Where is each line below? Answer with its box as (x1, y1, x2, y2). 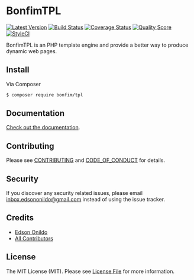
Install (6, 65, 30, 75)
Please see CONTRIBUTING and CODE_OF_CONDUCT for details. (6, 157, 166, 164)
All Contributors (14, 235, 53, 242)
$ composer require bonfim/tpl (6, 92, 83, 98)
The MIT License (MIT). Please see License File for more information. (6, 268, 174, 275)
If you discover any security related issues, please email (6, 190, 143, 197)
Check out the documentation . (6, 124, 80, 131)
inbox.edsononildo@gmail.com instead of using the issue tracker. (6, 196, 166, 203)
